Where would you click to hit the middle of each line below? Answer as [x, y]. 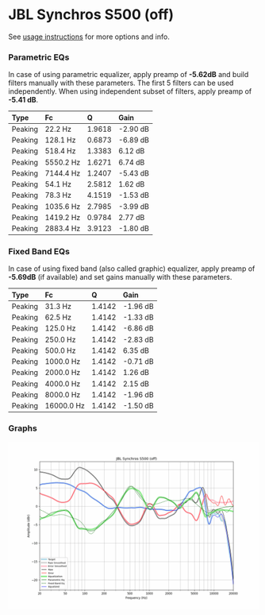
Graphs [23, 428]
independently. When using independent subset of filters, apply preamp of [130, 91]
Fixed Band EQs [39, 251]
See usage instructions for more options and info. [89, 37]
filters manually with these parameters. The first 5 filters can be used [121, 83]
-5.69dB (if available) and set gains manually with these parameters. [120, 277]
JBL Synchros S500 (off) [91, 15]
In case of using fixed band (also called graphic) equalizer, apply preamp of [132, 269]
